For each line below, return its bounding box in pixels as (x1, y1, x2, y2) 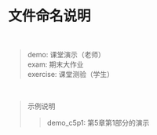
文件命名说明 (8, 7, 92, 25)
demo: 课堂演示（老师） (27, 49, 106, 59)
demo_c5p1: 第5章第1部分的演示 (46, 118, 150, 127)
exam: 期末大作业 (27, 60, 84, 69)
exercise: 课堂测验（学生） (27, 69, 115, 78)
